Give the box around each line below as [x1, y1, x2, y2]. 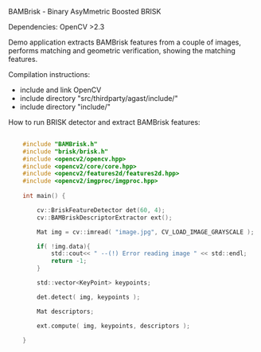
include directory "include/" [19, 103, 111, 111]
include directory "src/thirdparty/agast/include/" [19, 94, 178, 103]
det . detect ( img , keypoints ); [37, 293, 141, 301]
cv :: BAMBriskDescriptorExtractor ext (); [37, 214, 173, 222]
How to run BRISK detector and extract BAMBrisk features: [8, 118, 201, 126]
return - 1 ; [50, 257, 88, 265]
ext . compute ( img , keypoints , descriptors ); [37, 322, 191, 330]
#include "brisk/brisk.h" [22, 147, 109, 156]
